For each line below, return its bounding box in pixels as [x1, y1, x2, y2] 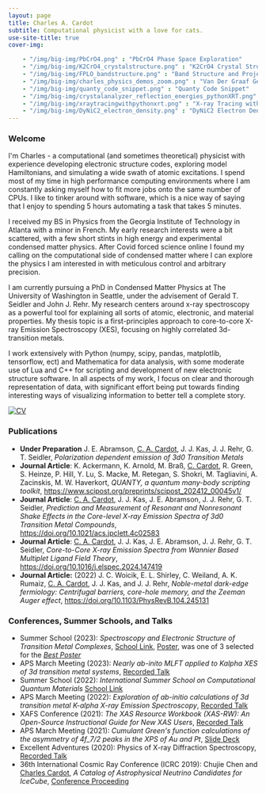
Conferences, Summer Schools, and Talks [8, 615, 173, 626]
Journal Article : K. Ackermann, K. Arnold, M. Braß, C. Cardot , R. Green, [19, 460, 253, 470]
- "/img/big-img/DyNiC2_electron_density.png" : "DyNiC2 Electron [22, 107, 246, 115]
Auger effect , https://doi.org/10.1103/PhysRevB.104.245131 [19, 595, 210, 605]
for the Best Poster [19, 651, 82, 660]
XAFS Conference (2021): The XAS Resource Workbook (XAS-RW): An [19, 709, 251, 719]
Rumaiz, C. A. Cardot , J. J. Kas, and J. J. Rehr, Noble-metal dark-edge [19, 578, 249, 588]
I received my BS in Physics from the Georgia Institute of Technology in [8, 217, 241, 227]
